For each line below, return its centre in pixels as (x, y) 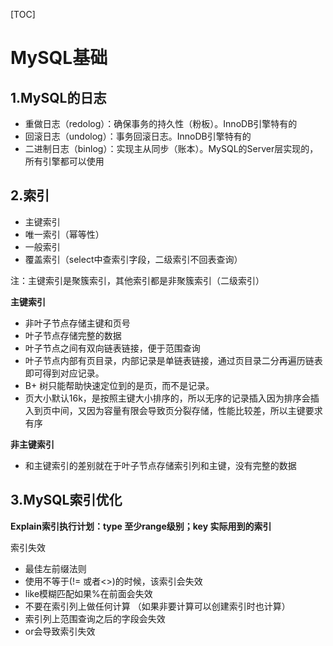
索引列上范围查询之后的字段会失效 (95, 618)
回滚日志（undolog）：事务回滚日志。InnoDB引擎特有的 (138, 136)
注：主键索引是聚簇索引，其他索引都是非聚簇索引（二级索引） (137, 280)
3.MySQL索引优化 (66, 500)
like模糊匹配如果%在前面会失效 (88, 593)
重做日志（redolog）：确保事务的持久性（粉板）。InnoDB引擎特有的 (161, 123)
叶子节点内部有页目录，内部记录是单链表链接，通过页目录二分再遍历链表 (173, 360)
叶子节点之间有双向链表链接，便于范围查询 (112, 348)
